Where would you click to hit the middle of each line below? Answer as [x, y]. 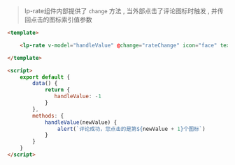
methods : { [48, 116]
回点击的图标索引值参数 [58, 19]
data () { [45, 84]
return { [57, 90]
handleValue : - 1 [78, 97]
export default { [45, 77]
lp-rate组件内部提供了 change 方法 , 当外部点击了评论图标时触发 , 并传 [124, 11]
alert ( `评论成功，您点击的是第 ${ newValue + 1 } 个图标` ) [131, 129]
